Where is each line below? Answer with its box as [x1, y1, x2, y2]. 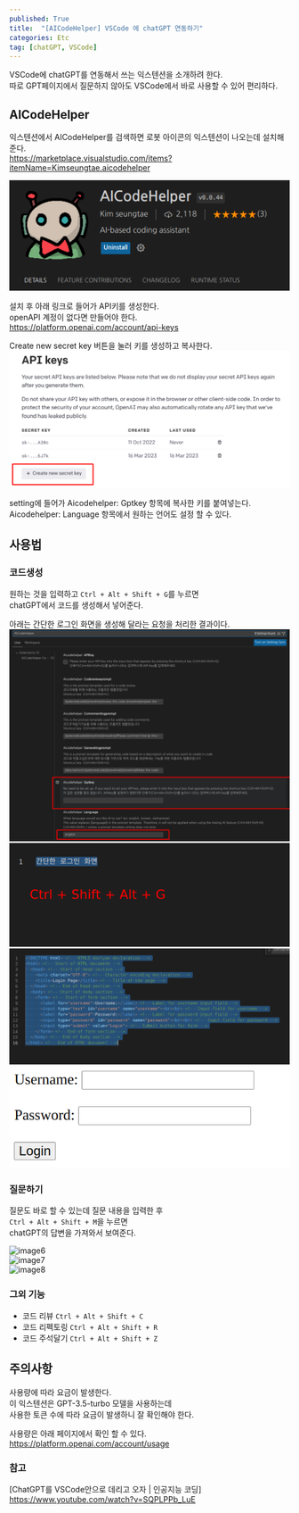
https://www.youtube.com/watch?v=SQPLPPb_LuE [9, 1493, 196, 1504]
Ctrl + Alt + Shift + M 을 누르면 [9, 1217, 128, 1227]
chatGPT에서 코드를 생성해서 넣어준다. [9, 599, 144, 611]
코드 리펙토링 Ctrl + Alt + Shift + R [21, 1321, 158, 1332]
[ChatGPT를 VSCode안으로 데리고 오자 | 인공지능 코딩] [9, 1484, 202, 1494]
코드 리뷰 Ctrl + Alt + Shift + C [21, 1310, 144, 1321]
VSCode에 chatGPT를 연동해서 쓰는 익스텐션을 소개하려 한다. [9, 70, 223, 80]
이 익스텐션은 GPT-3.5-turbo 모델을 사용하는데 [9, 1398, 172, 1409]
